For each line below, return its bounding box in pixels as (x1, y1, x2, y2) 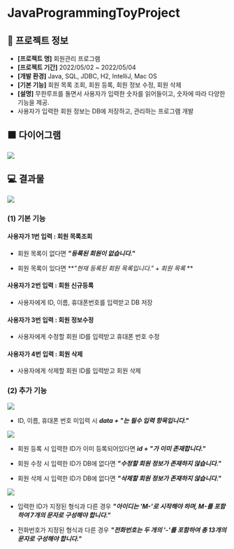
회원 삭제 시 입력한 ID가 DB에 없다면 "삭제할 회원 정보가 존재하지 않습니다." (17, 474, 222, 482)
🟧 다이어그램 (7, 130, 61, 141)
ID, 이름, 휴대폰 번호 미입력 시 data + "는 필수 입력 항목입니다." (17, 416, 189, 424)
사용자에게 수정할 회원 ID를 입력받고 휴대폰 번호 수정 (17, 333, 160, 341)
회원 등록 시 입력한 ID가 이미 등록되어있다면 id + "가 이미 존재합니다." (17, 444, 206, 452)
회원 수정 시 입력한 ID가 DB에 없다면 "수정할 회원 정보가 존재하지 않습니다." (17, 459, 222, 467)
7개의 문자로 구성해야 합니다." (30, 510, 111, 519)
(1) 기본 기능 (7, 214, 46, 223)
